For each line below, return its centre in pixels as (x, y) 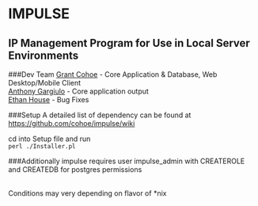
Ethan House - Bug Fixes (49, 99)
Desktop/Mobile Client (45, 83)
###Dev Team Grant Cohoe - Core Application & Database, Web (113, 74)
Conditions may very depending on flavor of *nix (87, 193)
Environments (44, 55)
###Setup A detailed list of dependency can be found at (100, 115)
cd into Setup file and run (49, 139)
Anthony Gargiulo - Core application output (78, 91)
